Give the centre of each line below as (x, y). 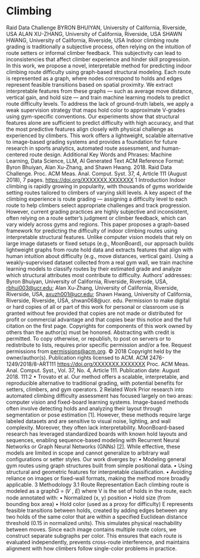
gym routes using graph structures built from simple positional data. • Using (99, 465)
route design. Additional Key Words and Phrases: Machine (101, 154)
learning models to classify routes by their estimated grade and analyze (94, 269)
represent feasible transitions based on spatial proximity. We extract (90, 84)
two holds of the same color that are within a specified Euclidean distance (97, 516)
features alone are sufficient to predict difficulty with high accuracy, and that (100, 122)
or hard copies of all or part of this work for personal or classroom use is (95, 306)
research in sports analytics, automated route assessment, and (83, 148)
